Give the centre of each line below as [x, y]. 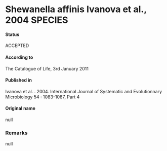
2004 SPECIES [37, 20]
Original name [20, 108]
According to [19, 57]
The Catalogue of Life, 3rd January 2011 [47, 68]
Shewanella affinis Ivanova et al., [76, 9]
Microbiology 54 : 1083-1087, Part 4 [43, 97]
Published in [18, 80]
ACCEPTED [17, 46]
